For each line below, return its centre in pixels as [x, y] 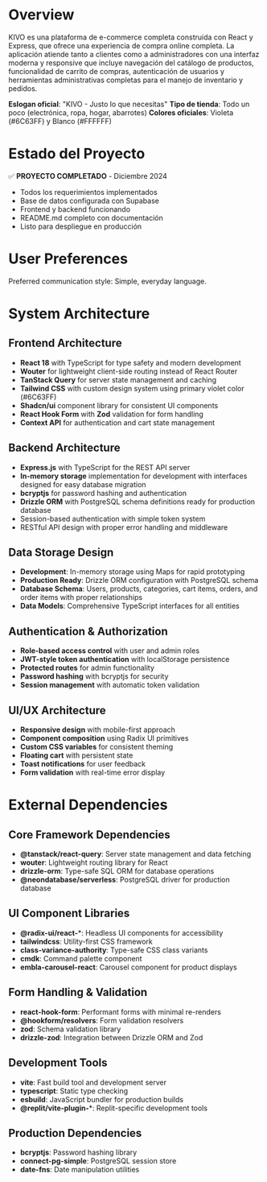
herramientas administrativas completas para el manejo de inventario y [126, 80]
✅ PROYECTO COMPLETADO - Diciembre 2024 [88, 176]
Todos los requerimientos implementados [89, 192]
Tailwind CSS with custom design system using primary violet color [132, 388]
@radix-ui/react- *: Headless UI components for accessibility [121, 932]
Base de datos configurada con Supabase [89, 200]
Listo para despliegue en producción [81, 226]
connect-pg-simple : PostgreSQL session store [98, 1161]
